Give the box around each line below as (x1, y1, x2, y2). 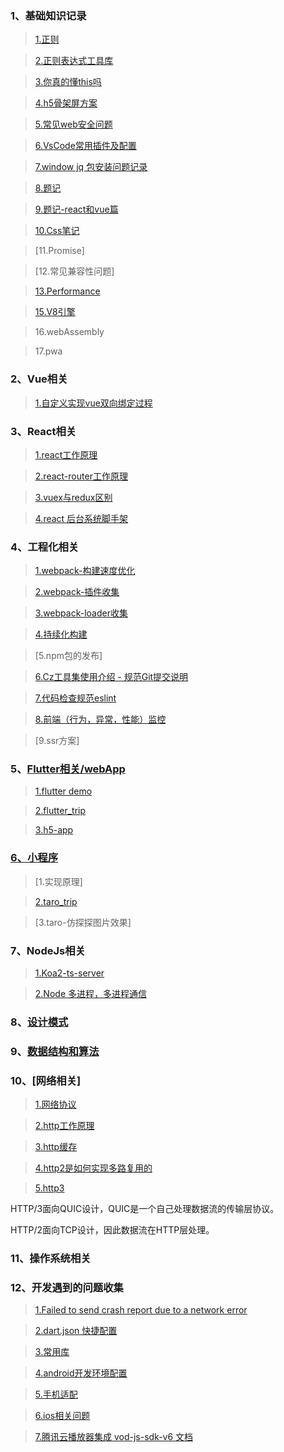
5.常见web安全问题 (34, 118, 113, 131)
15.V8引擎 (34, 306, 76, 318)
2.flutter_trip (34, 805, 87, 817)
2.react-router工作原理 (34, 470, 128, 482)
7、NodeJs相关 (10, 943, 86, 957)
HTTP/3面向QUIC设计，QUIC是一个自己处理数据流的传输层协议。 (10, 1203, 280, 1215)
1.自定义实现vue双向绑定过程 (34, 397, 153, 409)
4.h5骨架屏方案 (34, 97, 98, 109)
